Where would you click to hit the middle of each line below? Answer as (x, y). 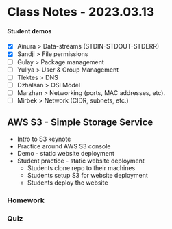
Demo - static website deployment (66, 153)
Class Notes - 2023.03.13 (81, 12)
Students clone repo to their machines (81, 167)
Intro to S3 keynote (44, 139)
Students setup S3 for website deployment (88, 175)
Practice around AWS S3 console (64, 146)
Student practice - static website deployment (81, 161)
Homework (26, 200)
